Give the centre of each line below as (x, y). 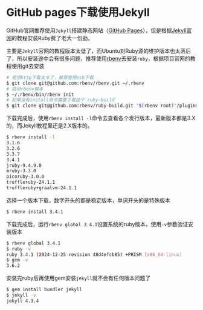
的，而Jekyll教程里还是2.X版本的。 (50, 126)
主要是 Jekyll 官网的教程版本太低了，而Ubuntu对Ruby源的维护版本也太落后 (99, 51)
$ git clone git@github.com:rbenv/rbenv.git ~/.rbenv (76, 83)
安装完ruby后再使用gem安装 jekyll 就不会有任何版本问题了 (79, 278)
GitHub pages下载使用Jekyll (78, 12)
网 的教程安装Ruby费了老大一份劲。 (50, 38)
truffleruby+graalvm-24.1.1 (42, 188)
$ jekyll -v (21, 295)
